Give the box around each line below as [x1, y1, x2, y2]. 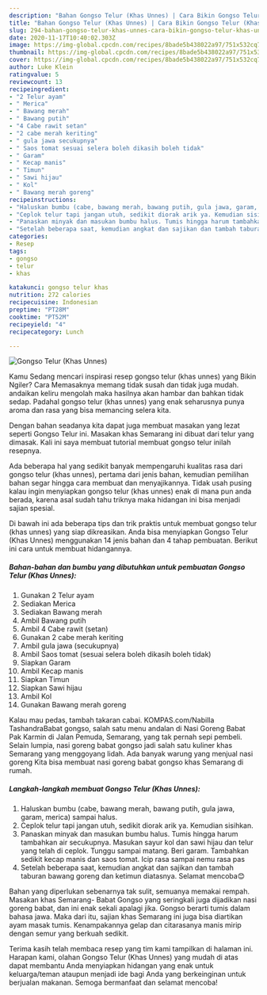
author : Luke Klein [9, 63, 74, 71]
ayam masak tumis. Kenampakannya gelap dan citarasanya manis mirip [9, 921, 242, 930]
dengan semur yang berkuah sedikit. [9, 928, 129, 939]
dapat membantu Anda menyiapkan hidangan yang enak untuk [9, 961, 214, 970]
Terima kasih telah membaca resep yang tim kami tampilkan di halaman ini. [9, 944, 254, 954]
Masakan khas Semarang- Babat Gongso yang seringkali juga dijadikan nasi [9, 895, 257, 905]
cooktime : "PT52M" [9, 313, 70, 321]
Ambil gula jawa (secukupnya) [20, 641, 120, 650]
